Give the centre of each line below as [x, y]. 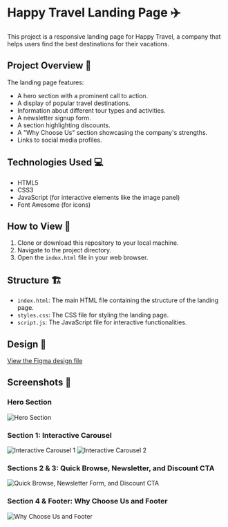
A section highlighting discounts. [64, 125]
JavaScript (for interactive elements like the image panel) [98, 197]
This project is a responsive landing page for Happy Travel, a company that [114, 36]
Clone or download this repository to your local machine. [98, 243]
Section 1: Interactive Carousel [59, 435]
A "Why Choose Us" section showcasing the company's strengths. [112, 132]
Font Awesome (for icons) [54, 205]
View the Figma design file [45, 361]
